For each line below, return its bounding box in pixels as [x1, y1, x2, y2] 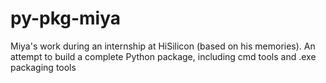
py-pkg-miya [10, 7, 122, 30]
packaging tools [10, 61, 77, 73]
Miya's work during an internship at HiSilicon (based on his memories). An [10, 40, 316, 52]
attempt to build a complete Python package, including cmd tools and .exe [10, 50, 317, 62]
